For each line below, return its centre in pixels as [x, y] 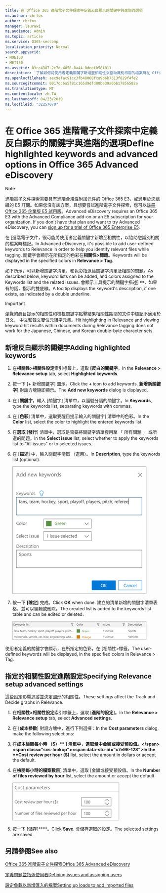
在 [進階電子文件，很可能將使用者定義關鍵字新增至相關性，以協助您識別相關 [82, 238]
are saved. [23, 834]
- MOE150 [14, 57]
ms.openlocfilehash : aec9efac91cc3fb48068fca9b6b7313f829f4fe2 [72, 78]
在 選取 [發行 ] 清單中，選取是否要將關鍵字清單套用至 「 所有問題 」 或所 [84, 432]
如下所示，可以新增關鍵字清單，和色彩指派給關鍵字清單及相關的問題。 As [79, 271]
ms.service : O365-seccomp [32, 42]
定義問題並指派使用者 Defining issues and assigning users [63, 874]
